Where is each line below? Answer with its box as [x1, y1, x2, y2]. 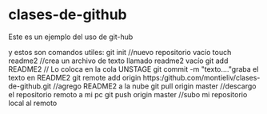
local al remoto [8, 98, 58, 108]
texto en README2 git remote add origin [8, 73, 141, 82]
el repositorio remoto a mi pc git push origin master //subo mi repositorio [8, 89, 248, 99]
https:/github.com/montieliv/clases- [142, 73, 261, 82]
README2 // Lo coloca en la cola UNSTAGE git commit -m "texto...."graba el [8, 64, 259, 73]
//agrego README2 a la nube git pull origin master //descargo [53, 81, 257, 91]
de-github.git [8, 81, 52, 91]
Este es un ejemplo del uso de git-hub [8, 32, 133, 41]
